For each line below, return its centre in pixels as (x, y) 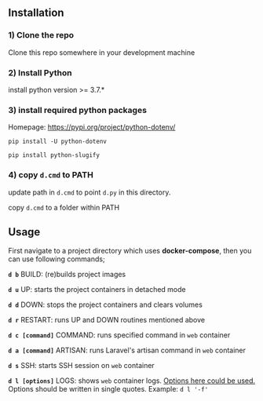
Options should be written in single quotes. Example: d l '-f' (108, 389)
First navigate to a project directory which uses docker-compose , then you (130, 251)
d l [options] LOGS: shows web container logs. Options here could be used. (132, 381)
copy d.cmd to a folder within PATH (64, 207)
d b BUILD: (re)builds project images (67, 275)
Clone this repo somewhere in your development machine (102, 52)
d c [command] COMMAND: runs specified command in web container (119, 335)
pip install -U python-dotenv (58, 142)
